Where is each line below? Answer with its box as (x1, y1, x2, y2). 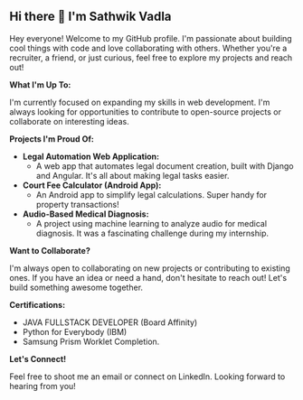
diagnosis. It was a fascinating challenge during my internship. (35, 228, 270, 238)
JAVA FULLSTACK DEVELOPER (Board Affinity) (22, 317, 198, 328)
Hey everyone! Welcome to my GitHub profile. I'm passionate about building (9, 33, 292, 43)
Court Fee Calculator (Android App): (22, 180, 162, 191)
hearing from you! (9, 380, 77, 391)
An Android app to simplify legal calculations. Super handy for (35, 189, 268, 200)
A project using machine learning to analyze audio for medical (35, 218, 268, 228)
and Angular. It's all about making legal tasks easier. (35, 170, 230, 181)
